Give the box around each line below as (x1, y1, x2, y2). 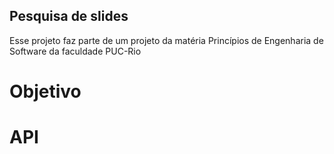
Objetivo (9, 80, 82, 103)
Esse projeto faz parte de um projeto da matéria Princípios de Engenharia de (9, 34, 324, 46)
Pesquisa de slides (9, 8, 129, 25)
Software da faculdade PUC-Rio (9, 45, 142, 57)
